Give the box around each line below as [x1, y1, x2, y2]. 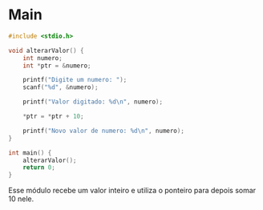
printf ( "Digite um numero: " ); [22, 76, 127, 84]
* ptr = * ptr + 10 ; [22, 112, 84, 121]
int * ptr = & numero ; [22, 62, 91, 70]
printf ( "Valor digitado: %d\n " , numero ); [22, 98, 163, 106]
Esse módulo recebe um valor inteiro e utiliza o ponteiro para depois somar [8, 186, 257, 196]
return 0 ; [22, 164, 56, 172]
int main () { [8, 148, 52, 157]
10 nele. [8, 194, 34, 204]
